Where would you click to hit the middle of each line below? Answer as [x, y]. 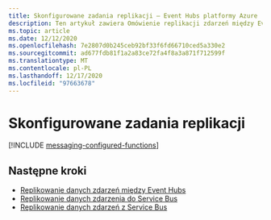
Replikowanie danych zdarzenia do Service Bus [99, 199]
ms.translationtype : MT [48, 61]
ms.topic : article [39, 31]
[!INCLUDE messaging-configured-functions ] [83, 145]
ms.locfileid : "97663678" [52, 83]
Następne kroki [48, 170]
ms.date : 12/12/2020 [43, 38]
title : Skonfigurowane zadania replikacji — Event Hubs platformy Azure [133, 16]
